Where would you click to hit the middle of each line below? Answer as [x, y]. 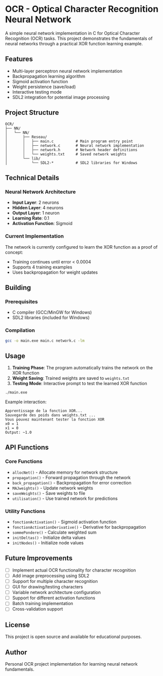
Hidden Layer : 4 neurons [38, 208]
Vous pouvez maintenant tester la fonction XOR [55, 419]
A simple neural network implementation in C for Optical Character [73, 33]
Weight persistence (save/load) [44, 87]
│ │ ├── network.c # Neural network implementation [75, 145]
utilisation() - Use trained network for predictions [65, 498]
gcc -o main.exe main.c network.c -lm [45, 341]
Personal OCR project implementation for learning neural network [71, 664]
